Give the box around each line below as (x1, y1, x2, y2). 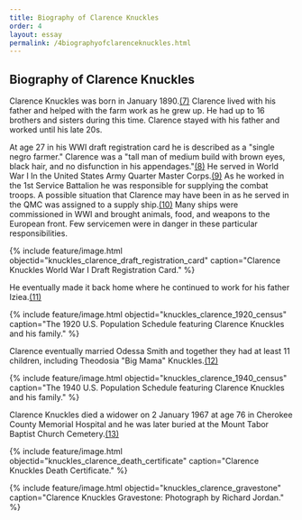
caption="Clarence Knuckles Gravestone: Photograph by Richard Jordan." (9, 492, 284, 503)
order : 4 (9, 22, 42, 31)
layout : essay (9, 30, 63, 39)
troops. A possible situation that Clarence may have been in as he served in (9, 190, 290, 201)
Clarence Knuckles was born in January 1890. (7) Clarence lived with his (9, 96, 277, 106)
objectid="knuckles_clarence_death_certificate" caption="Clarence (9, 456, 260, 467)
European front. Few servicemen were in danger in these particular (9, 218, 259, 230)
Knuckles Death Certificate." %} (9, 465, 128, 476)
